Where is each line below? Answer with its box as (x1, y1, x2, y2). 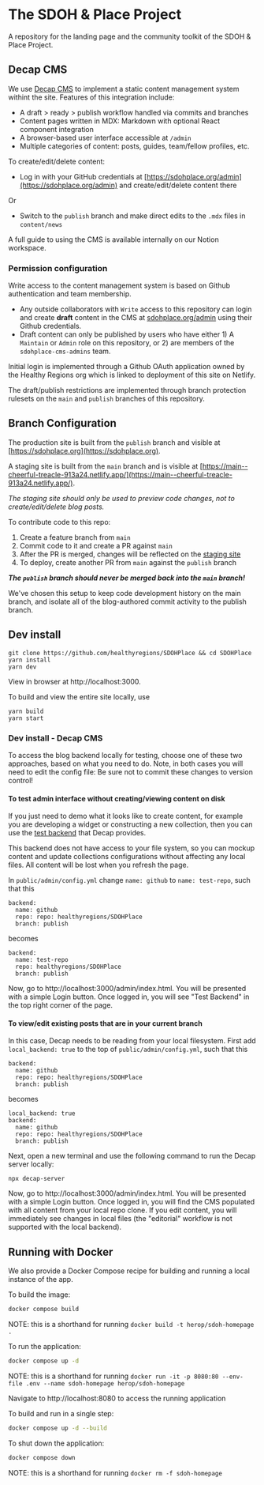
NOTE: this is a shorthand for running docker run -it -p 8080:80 (8, 1371, 219, 1381)
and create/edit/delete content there (119, 180, 237, 190)
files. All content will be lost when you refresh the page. (8, 860, 189, 870)
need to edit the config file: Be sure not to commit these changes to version (8, 767, 254, 776)
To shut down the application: (8, 1438, 105, 1448)
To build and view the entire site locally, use (8, 692, 151, 701)
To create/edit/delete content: (8, 156, 105, 166)
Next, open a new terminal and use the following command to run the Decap (8, 1151, 256, 1161)
